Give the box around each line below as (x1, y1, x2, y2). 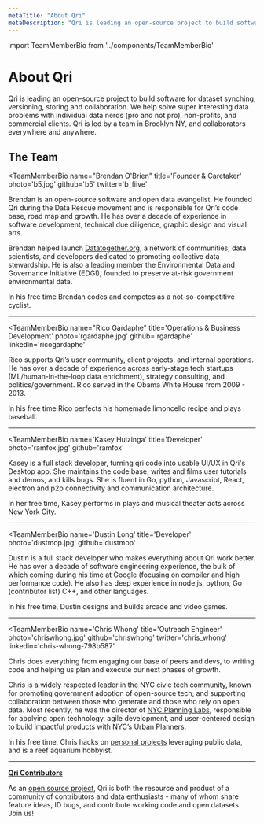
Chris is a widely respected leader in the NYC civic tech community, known (8, 680, 251, 689)
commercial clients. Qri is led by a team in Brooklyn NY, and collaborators (8, 119, 246, 128)
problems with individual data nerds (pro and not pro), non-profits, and (8, 111, 237, 120)
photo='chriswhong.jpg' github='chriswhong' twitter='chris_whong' (8, 633, 228, 642)
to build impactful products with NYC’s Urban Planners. (8, 722, 187, 732)
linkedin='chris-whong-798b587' (8, 641, 115, 651)
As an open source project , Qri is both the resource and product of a (8, 784, 230, 793)
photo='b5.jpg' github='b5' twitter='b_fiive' (8, 179, 148, 189)
